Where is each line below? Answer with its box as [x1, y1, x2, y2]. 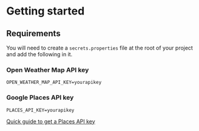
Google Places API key [6, 94, 74, 102]
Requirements [6, 28, 61, 39]
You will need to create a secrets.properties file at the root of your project [6, 44, 193, 51]
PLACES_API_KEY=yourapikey [6, 107, 75, 113]
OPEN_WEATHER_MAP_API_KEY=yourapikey [6, 80, 102, 86]
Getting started [6, 4, 85, 18]
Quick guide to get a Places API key [6, 118, 95, 125]
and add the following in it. [6, 51, 73, 58]
